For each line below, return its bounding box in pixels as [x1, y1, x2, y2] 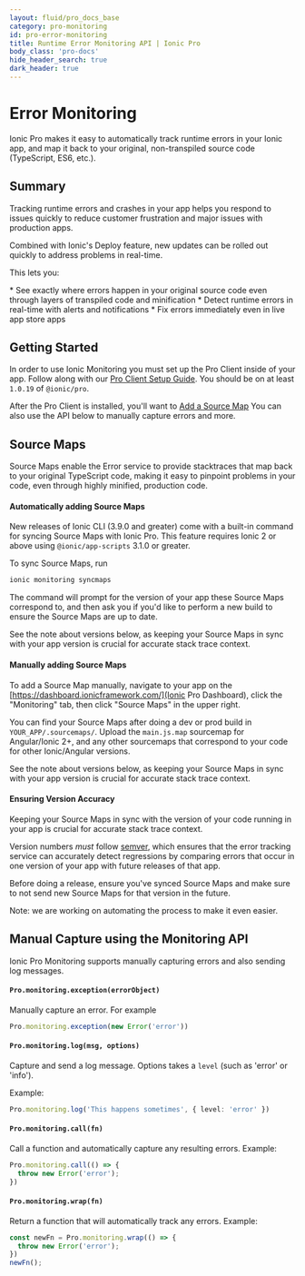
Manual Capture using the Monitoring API [9, 932, 249, 947]
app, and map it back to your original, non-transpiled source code [9, 143, 256, 153]
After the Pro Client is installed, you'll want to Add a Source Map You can [9, 401, 281, 411]
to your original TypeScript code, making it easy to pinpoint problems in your [9, 470, 296, 481]
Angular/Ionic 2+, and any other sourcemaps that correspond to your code [9, 736, 289, 747]
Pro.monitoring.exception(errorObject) [9, 986, 161, 995]
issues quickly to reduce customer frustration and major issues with [9, 213, 263, 223]
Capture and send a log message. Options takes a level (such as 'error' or [9, 1060, 288, 1071]
